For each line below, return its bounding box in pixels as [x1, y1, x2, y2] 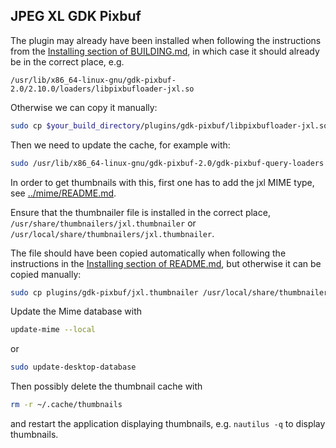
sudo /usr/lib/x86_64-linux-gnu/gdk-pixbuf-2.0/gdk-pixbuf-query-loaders [10, 158, 325, 168]
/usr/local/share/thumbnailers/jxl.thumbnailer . [10, 227, 215, 239]
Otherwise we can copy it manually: [10, 101, 158, 113]
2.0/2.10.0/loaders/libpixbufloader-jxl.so [10, 84, 195, 94]
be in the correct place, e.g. [10, 55, 125, 68]
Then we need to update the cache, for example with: [10, 139, 231, 151]
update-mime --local [10, 325, 97, 335]
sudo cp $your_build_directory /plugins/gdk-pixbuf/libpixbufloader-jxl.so [10, 120, 329, 131]
